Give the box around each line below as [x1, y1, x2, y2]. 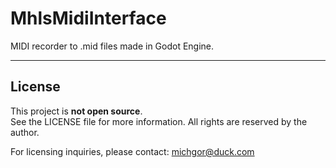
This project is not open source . [10, 105, 143, 117]
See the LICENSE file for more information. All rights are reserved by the [10, 115, 308, 127]
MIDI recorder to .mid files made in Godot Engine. [10, 40, 215, 52]
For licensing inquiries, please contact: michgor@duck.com [10, 145, 255, 157]
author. [10, 126, 40, 138]
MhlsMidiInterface [10, 7, 167, 30]
